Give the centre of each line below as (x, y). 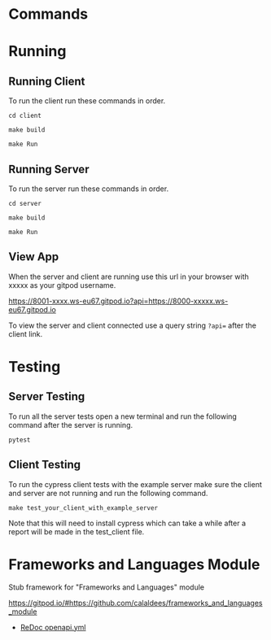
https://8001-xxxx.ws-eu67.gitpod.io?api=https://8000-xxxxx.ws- (118, 301)
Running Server (49, 169)
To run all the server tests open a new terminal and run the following (123, 416)
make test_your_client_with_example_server (83, 508)
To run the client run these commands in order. (87, 101)
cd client (25, 116)
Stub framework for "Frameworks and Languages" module (107, 587)
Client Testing (45, 465)
